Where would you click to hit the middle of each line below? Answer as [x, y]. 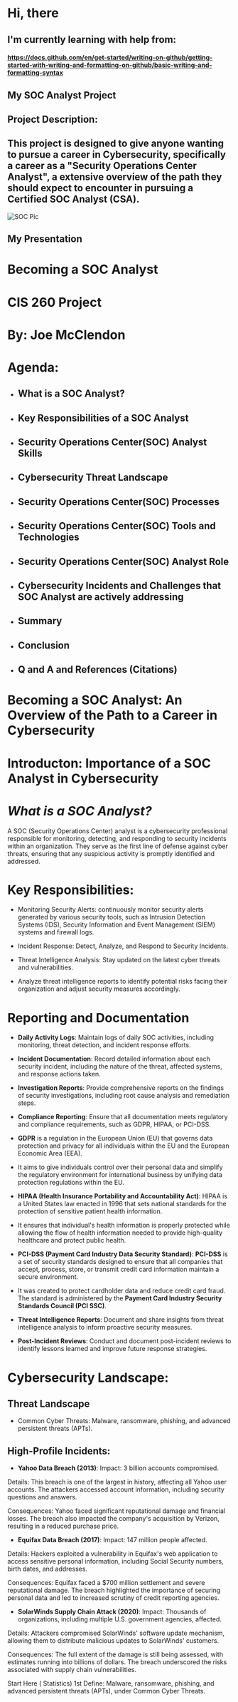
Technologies [48, 537]
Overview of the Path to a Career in [113, 715]
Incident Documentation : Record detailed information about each [114, 1059]
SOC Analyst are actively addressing [101, 597]
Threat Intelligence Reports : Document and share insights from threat [120, 1320]
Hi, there [33, 13]
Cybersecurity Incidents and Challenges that [119, 586]
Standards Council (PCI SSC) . [62, 1306]
